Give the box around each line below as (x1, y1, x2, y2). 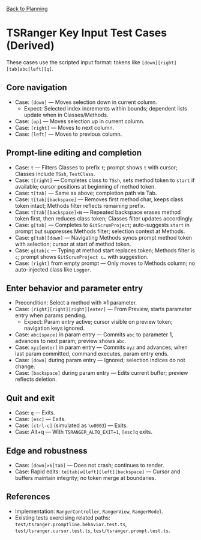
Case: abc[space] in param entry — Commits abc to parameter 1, (14, 331, 173, 338)
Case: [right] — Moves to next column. (14, 124, 115, 131)
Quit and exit (6, 393, 55, 403)
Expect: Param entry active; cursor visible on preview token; (23, 318, 173, 326)
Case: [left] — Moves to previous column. (14, 130, 122, 138)
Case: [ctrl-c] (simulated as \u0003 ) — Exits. (14, 422, 128, 429)
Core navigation (6, 82, 67, 93)
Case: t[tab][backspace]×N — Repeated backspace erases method (14, 208, 181, 216)
